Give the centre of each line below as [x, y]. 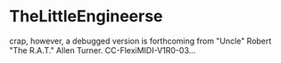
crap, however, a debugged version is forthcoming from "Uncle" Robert [140, 41]
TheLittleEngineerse [86, 16]
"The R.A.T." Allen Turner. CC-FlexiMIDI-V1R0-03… [103, 50]
